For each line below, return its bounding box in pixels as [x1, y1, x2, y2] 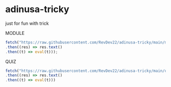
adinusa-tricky [5, 4, 70, 15]
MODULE [5, 30, 25, 36]
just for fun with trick [5, 20, 49, 26]
